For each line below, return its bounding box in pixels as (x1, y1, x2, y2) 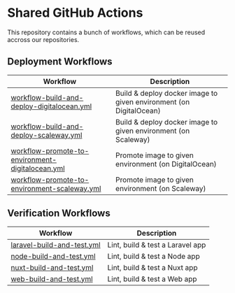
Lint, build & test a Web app (107, 274, 197, 284)
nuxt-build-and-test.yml (10, 262, 94, 272)
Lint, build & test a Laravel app (107, 240, 206, 250)
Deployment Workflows (7, 56, 113, 68)
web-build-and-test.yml (10, 274, 93, 284)
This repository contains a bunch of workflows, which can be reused (7, 28, 206, 36)
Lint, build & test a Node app (107, 251, 201, 261)
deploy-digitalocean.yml (10, 101, 92, 111)
